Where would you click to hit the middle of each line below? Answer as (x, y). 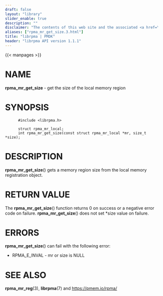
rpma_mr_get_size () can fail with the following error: (58, 246)
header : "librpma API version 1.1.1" (43, 41)
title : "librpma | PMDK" (30, 37)
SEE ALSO (26, 275)
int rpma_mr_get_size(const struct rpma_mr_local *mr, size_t (82, 133)
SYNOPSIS (27, 107)
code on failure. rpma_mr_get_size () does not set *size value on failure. (77, 213)
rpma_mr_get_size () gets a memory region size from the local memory (76, 170)
